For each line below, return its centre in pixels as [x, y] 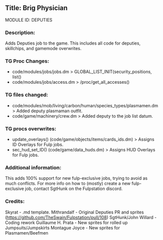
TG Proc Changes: [27, 61]
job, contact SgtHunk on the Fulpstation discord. [74, 189]
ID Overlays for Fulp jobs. [38, 144]
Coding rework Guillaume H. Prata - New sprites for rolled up [67, 222]
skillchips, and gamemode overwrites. [43, 48]
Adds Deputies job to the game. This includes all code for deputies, [73, 43]
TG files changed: [27, 95]
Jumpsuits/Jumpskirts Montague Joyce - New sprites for [62, 228]
